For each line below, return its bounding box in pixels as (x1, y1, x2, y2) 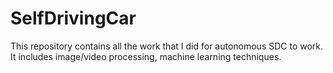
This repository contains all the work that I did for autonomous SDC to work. (10, 40, 324, 52)
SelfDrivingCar (10, 7, 137, 30)
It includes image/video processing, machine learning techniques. (10, 50, 282, 62)
